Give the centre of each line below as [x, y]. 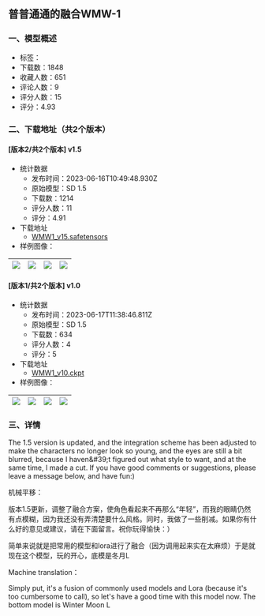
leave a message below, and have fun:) [72, 476]
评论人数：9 [39, 87]
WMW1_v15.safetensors [69, 236]
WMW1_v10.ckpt [58, 373]
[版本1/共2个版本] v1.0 [45, 286]
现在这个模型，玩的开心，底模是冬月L [69, 556]
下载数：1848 [41, 67]
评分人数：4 [51, 344]
